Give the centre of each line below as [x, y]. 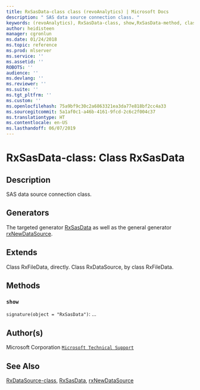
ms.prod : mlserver [29, 51]
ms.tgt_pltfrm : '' [29, 95]
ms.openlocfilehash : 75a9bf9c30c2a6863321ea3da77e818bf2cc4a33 [86, 106]
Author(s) [25, 333]
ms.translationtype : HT [36, 117]
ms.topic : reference [32, 45]
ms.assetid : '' [25, 62]
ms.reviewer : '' [26, 84]
